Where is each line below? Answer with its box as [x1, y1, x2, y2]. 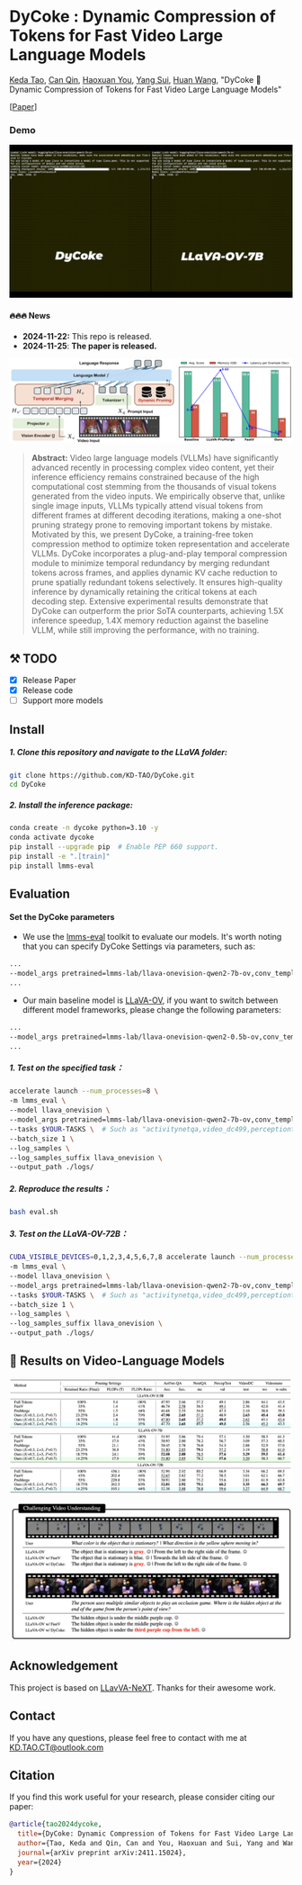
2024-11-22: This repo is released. [22, 330, 153, 341]
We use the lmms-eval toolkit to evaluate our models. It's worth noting [22, 932, 282, 942]
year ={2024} [17, 1857, 63, 1867]
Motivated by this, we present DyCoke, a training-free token [31, 529, 253, 540]
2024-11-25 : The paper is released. [22, 340, 157, 351]
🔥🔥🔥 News [9, 311, 51, 320]
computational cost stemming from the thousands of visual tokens [31, 482, 277, 492]
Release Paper [22, 675, 76, 686]
